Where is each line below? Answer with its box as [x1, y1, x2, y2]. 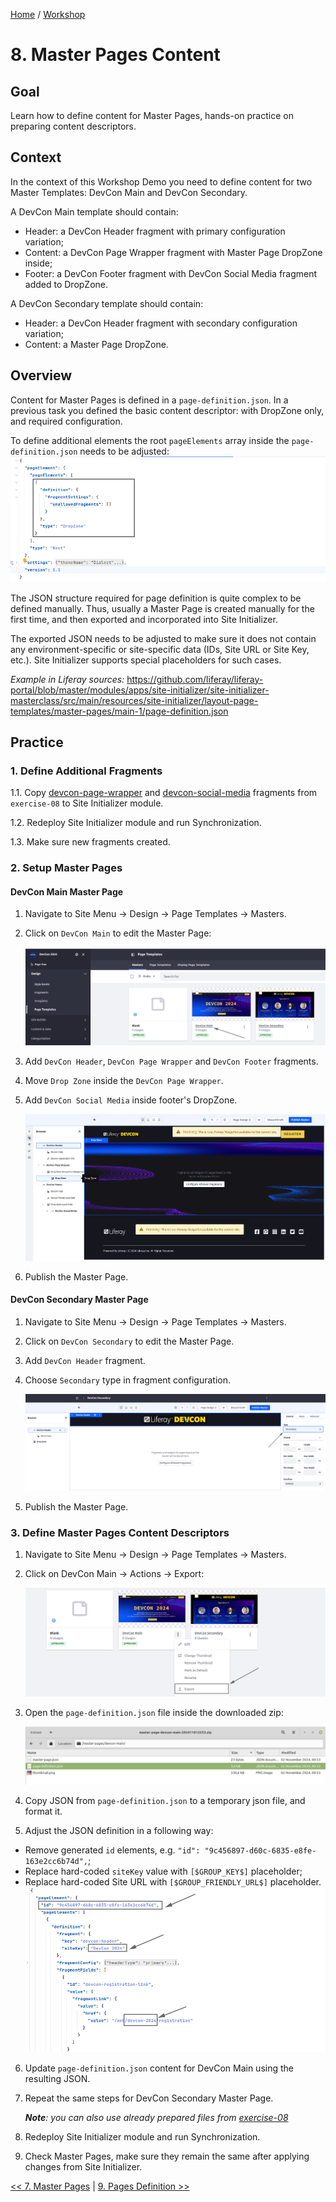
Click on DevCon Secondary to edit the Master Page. [24, 1335, 235, 1347]
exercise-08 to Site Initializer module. [10, 797, 164, 809]
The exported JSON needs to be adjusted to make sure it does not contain [10, 632, 317, 644]
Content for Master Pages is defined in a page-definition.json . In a [10, 394, 289, 406]
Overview [10, 367, 73, 384]
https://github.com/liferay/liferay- [126, 673, 264, 685]
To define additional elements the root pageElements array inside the [10, 434, 290, 446]
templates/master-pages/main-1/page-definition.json [10, 705, 229, 717]
